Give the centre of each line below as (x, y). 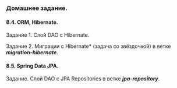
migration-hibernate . (32, 52)
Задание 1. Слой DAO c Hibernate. (48, 35)
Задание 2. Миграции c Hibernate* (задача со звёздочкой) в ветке (88, 46)
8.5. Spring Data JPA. (32, 66)
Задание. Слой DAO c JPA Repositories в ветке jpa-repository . (83, 79)
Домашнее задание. (37, 8)
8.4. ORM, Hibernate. (32, 22)
